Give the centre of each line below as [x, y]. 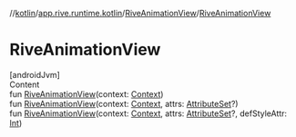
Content [25, 84]
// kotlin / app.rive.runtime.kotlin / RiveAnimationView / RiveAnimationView [140, 13]
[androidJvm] [35, 74]
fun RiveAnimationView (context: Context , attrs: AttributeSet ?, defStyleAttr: [148, 113]
